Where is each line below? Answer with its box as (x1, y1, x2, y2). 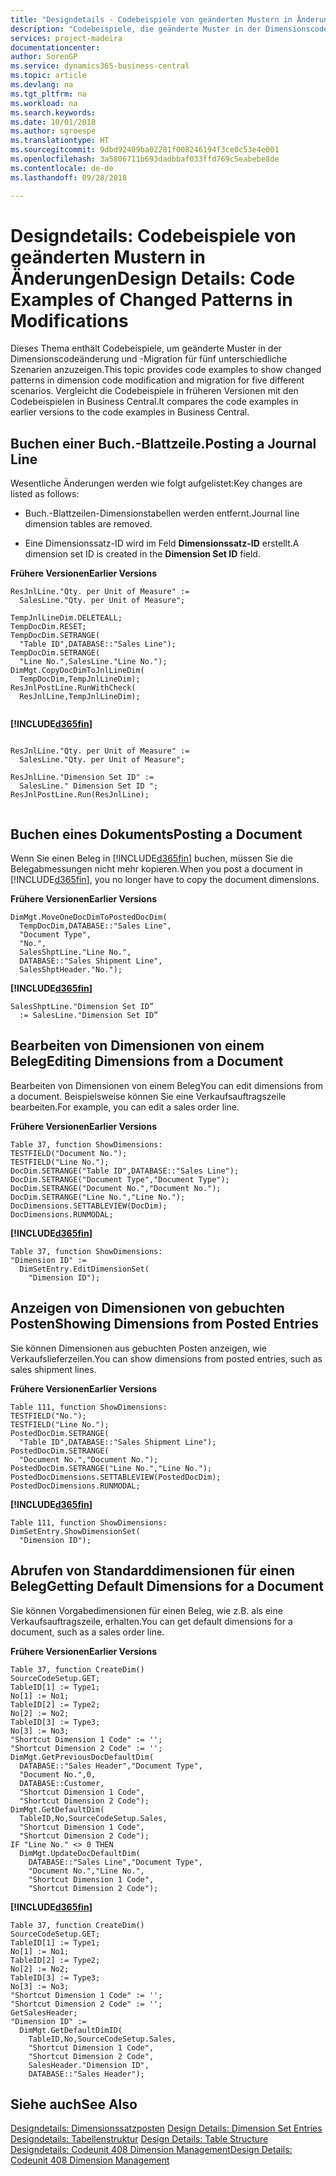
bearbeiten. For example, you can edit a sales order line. (10, 1101, 240, 1113)
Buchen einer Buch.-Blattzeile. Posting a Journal (10, 435, 317, 452)
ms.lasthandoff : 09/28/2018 (10, 172, 128, 183)
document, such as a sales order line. (10, 1626, 165, 1638)
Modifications (10, 309, 129, 332)
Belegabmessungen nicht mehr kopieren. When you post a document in (10, 863, 303, 875)
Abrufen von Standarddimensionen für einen (10, 1562, 296, 1580)
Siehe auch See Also (10, 2096, 138, 2113)
